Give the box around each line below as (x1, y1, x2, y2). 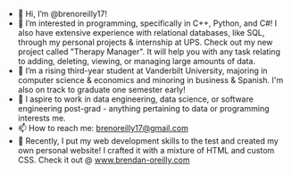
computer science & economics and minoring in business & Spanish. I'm (17, 75, 284, 85)
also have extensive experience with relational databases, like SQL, (17, 28, 265, 37)
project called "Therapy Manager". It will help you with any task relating (17, 46, 281, 57)
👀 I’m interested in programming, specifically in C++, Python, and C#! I (17, 18, 278, 29)
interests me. (17, 112, 66, 123)
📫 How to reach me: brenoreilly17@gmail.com (17, 123, 189, 133)
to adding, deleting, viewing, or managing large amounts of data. (17, 56, 256, 66)
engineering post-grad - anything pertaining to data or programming (17, 104, 270, 113)
